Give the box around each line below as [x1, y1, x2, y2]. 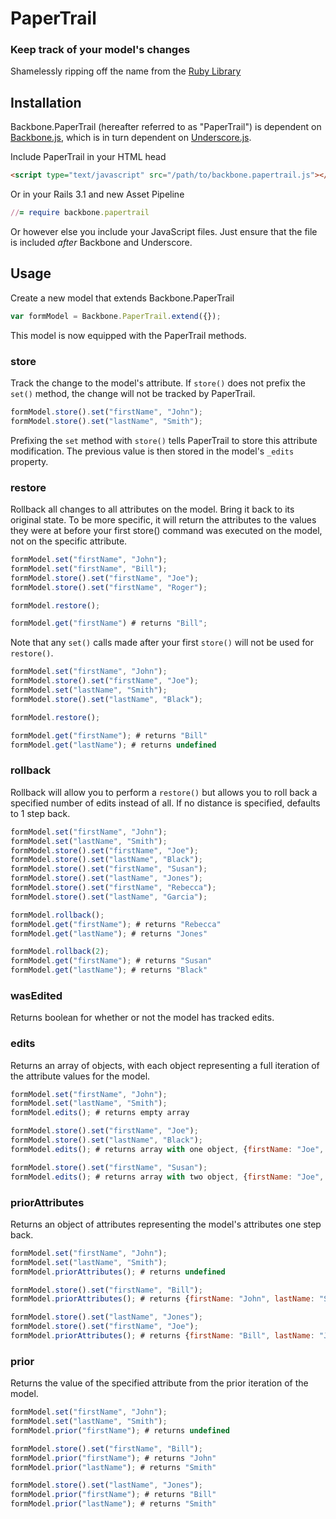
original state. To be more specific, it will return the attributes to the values [10, 514, 317, 526]
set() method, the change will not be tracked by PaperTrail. [10, 388, 256, 400]
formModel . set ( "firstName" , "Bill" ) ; [10, 563, 168, 574]
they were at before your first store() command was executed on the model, [10, 525, 323, 537]
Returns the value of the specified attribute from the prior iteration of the [10, 1377, 309, 1389]
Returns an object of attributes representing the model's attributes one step [10, 1218, 322, 1230]
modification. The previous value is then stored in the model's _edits [10, 445, 295, 457]
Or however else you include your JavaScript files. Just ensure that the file [10, 226, 318, 238]
